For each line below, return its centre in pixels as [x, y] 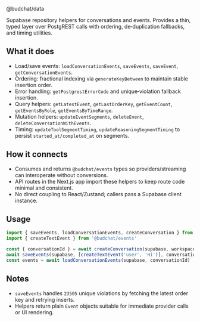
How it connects [37, 154]
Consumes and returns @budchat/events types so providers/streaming [100, 169]
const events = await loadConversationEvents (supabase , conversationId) [98, 260]
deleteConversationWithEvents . [53, 123]
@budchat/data [25, 9]
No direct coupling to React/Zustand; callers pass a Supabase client [98, 194]
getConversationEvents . [44, 72]
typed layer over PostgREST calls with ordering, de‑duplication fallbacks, [96, 27]
